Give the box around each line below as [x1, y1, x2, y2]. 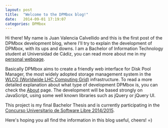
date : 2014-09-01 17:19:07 [5, 16, 66, 21]
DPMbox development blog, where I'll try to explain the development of [5, 40, 152, 46]
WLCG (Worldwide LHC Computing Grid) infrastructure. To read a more [5, 76, 152, 82]
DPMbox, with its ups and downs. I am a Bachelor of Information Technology [5, 45, 163, 51]
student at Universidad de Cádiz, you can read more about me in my [5, 51, 146, 57]
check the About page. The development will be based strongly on [5, 87, 143, 93]
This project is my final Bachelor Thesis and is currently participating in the [5, 102, 160, 108]
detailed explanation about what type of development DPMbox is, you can [5, 82, 158, 88]
